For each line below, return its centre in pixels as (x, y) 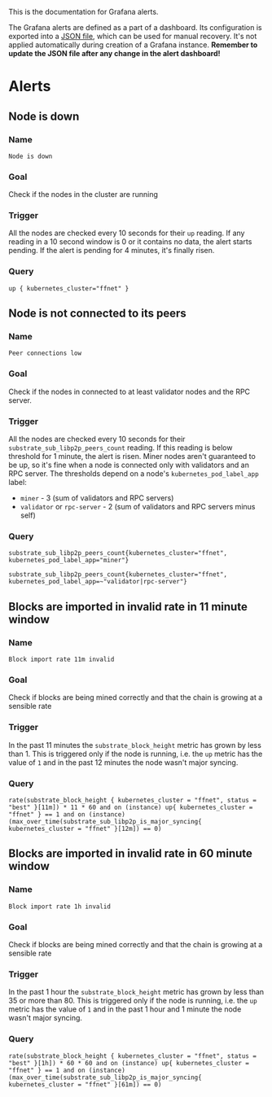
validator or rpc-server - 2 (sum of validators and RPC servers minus (138, 507)
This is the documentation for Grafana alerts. (83, 12)
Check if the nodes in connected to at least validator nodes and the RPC (129, 391)
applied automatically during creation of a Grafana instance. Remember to (133, 45)
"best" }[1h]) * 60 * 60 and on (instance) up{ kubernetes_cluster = (129, 1063)
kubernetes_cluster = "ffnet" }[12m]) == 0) (85, 828)
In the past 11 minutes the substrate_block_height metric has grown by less (135, 745)
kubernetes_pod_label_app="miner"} (69, 561)
